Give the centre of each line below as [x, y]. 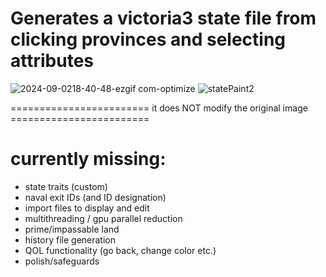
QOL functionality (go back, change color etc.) [120, 250]
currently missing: [88, 159]
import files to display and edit [87, 208]
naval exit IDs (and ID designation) [95, 197]
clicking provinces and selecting [148, 39]
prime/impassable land [72, 229]
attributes [52, 61]
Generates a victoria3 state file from [163, 18]
